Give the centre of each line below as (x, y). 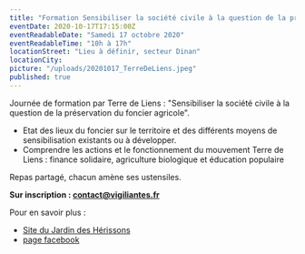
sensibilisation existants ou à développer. (99, 140)
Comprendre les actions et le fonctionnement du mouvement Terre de (153, 149)
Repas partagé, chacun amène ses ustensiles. (95, 177)
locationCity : (36, 60)
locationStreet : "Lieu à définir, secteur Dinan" (105, 52)
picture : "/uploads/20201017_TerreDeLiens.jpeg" (103, 69)
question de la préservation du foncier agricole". (100, 112)
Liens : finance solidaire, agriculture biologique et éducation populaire (153, 159)
